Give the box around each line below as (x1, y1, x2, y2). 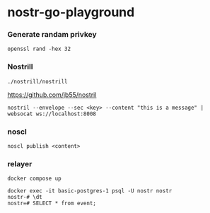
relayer (7, 159, 33, 168)
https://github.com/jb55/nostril (7, 90, 97, 99)
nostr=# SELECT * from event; (7, 200, 97, 207)
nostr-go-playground (7, 4, 135, 21)
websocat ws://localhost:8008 (7, 110, 97, 117)
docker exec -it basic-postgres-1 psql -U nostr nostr (7, 188, 173, 195)
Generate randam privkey (7, 30, 97, 40)
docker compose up (7, 175, 62, 183)
